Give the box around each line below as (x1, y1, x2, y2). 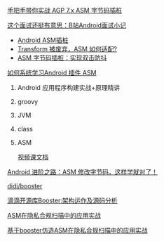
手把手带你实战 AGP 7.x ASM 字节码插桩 (7, 6, 123, 14)
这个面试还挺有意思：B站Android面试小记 (7, 21, 127, 30)
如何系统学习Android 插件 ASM (7, 69, 97, 77)
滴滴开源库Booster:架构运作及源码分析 (7, 196, 118, 204)
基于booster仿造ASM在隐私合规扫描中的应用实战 (7, 226, 148, 234)
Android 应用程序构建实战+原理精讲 (17, 84, 121, 91)
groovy (17, 98, 39, 105)
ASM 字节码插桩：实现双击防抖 (17, 53, 107, 62)
